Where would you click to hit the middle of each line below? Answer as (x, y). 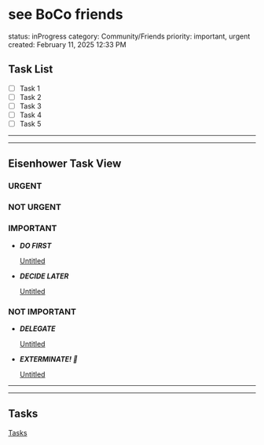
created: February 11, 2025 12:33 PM (68, 44)
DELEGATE (38, 329)
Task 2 (30, 97)
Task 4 (30, 115)
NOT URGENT (35, 208)
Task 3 (30, 106)
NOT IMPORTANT (42, 311)
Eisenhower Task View (65, 164)
